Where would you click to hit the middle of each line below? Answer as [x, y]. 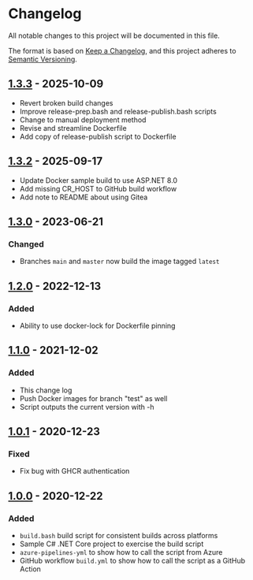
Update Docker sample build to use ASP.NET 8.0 [99, 180]
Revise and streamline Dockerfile [73, 128]
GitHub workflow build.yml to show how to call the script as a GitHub [132, 561]
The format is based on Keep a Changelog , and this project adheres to [122, 50]
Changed [26, 244]
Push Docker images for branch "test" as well [93, 398]
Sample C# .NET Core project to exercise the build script [112, 544]
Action [30, 569]
